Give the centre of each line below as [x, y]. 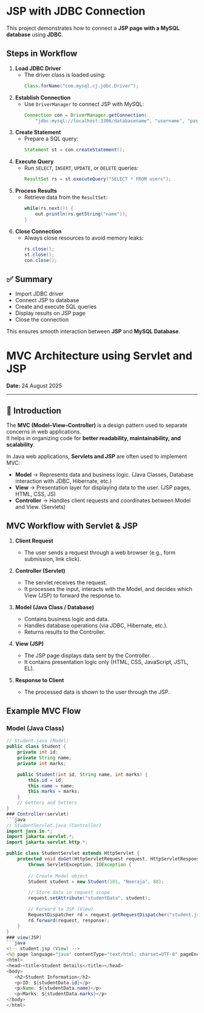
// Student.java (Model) [38, 741]
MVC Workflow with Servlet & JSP [72, 526]
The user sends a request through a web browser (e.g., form [100, 552]
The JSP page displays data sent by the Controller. [87, 655]
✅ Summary [29, 279]
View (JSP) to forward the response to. [73, 595]
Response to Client [39, 680]
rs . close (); [39, 249]
